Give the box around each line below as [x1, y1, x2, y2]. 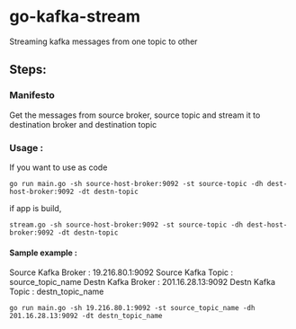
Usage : [9, 141, 44, 154]
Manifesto [9, 89, 56, 102]
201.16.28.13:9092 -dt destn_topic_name [9, 312, 164, 321]
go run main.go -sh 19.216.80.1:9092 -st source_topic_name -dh [9, 304, 256, 313]
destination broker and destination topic [9, 119, 157, 129]
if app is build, [9, 202, 62, 213]
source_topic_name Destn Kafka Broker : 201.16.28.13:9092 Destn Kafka [9, 277, 276, 288]
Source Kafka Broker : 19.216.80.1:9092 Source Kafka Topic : [9, 267, 234, 278]
